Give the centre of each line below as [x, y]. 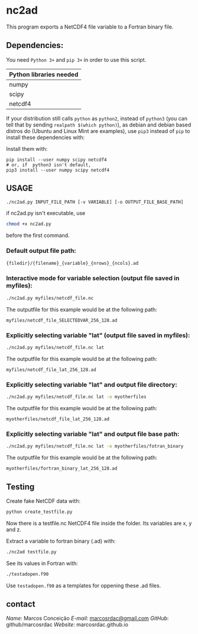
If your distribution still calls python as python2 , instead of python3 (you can [97, 118]
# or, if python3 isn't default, [49, 165]
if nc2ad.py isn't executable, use [46, 213]
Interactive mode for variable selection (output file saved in [93, 278]
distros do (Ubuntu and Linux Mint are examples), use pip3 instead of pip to [98, 131]
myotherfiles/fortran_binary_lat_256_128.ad [62, 469]
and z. [14, 530]
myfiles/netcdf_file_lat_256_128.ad [51, 370]
